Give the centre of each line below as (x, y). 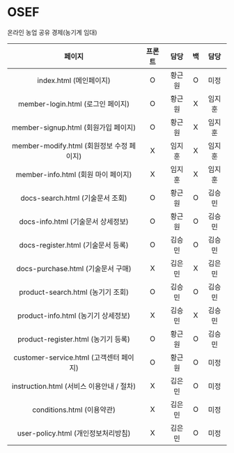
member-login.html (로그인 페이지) (74, 104)
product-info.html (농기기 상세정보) (74, 316)
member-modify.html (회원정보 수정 (69, 146)
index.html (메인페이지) (74, 80)
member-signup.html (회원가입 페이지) (74, 128)
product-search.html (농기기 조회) (73, 292)
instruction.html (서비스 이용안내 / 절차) (74, 386)
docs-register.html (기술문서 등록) (74, 245)
